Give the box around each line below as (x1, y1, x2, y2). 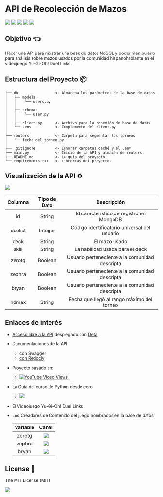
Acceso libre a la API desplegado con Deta (12, 332, 98, 337)
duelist (10, 227, 26, 234)
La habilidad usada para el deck (74, 246, 147, 253)
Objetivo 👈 (5, 35, 41, 43)
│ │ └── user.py (5, 112, 49, 117)
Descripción (96, 199, 125, 206)
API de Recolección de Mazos (5, 3, 127, 15)
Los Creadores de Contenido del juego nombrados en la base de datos (12, 412, 154, 419)
